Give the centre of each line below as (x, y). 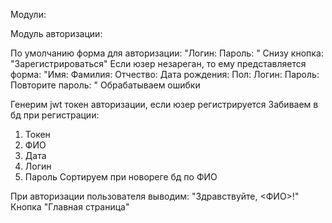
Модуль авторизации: (56, 33)
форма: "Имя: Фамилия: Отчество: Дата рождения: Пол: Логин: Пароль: (165, 74)
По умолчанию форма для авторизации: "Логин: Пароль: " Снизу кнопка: (167, 53)
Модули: (28, 14)
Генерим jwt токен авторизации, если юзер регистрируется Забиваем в (164, 104)
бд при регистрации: (55, 115)
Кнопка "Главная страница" (70, 207)
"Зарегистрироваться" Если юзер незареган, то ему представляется (158, 63)
